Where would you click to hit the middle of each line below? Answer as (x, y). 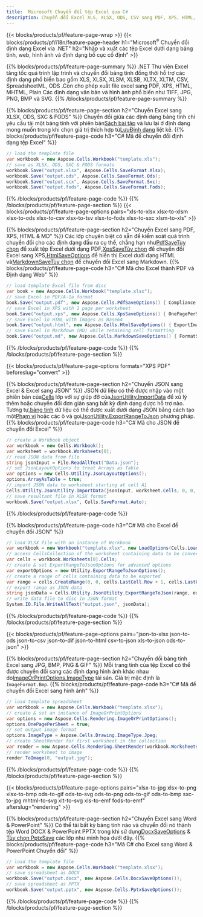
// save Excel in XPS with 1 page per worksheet (69, 308)
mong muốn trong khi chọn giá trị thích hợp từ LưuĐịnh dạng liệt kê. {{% (95, 130)
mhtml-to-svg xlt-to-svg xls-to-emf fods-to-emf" (84, 800)
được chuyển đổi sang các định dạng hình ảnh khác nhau (78, 672)
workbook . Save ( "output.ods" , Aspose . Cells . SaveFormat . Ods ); (84, 176)
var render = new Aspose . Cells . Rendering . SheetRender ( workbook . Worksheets (102, 747)
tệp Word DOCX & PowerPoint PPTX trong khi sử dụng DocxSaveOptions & (98, 831)
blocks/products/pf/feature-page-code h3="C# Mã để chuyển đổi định (95, 136)
